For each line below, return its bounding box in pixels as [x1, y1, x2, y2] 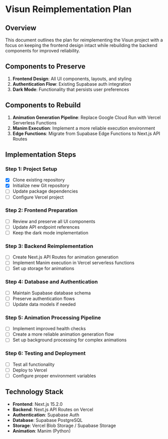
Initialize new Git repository [12, 182, 70, 189]
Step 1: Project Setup [5, 165, 58, 172]
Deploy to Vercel [12, 367, 47, 373]
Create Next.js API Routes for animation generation [12, 254, 119, 260]
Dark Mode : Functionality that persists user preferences [12, 86, 130, 92]
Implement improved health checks [12, 326, 86, 332]
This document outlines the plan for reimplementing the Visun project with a [5, 37, 163, 43]
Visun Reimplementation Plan [5, 4, 132, 15]
